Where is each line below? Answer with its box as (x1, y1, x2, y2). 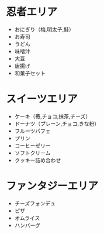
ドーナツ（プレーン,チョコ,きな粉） (14, 120, 100, 127)
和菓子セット (14, 70, 46, 77)
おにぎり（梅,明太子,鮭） (14, 26, 74, 33)
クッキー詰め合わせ (14, 156, 61, 164)
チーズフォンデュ (14, 199, 56, 207)
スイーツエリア (6, 92, 78, 106)
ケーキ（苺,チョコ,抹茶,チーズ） (14, 112, 91, 120)
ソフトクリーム (14, 149, 51, 156)
